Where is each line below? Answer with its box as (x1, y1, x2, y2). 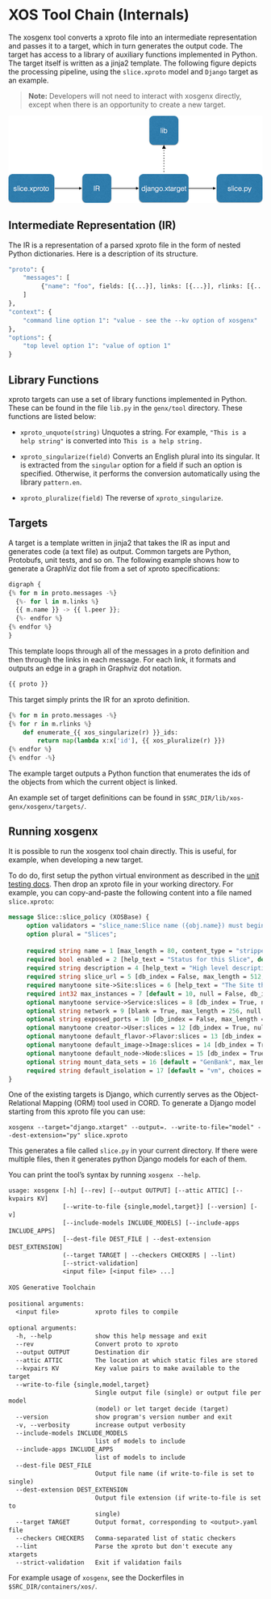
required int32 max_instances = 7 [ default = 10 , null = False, (26, 989, 248, 998)
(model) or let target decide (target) (94, 1405, 229, 1413)
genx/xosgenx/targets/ (8, 803, 85, 811)
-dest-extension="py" (8, 1132, 81, 1140)
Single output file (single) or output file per (94, 1389, 262, 1397)
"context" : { (8, 307, 52, 316)
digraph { (8, 580, 42, 588)
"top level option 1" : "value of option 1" (23, 342, 172, 350)
